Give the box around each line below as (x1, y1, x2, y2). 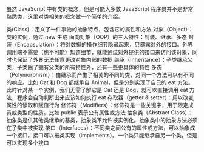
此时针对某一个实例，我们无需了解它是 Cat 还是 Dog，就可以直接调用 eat (6, 87, 188, 93)
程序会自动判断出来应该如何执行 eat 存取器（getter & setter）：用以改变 (16, 94, 194, 101)
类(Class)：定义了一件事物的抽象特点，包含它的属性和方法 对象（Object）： (6, 26, 194, 33)
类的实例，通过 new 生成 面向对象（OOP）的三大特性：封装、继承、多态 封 (6, 33, 194, 41)
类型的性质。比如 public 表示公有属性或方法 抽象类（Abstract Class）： (16, 109, 193, 116)
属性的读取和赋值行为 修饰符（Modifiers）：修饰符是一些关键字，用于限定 (6, 102, 189, 108)
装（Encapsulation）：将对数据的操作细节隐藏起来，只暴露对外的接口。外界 (6, 41, 193, 48)
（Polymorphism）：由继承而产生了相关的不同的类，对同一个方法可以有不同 (6, 71, 194, 78)
